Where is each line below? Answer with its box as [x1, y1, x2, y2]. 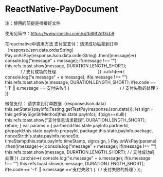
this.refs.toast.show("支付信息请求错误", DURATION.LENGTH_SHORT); [5, 117, 146, 123]
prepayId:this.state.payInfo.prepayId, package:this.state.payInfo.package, [5, 128, 153, 134]
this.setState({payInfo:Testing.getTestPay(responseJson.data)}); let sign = [5, 106, 154, 112]
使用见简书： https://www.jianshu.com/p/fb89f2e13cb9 [5, 30, 115, 36]
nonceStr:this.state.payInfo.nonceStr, [5, 133, 80, 138]
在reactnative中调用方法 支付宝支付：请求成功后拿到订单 [5, 40, 118, 47]
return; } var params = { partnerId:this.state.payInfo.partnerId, [5, 122, 129, 128]
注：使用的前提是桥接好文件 [5, 20, 61, 26]
